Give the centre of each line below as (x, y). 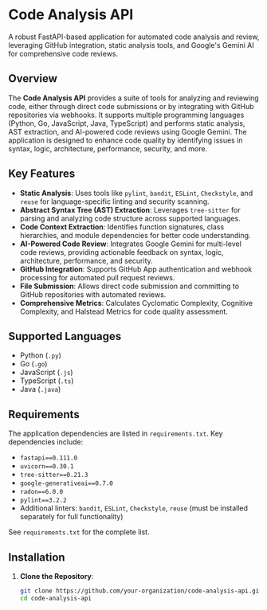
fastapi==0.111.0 (49, 458)
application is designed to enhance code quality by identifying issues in (126, 140)
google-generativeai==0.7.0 (66, 483)
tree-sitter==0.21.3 (54, 475)
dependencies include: (46, 442)
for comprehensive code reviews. (63, 53)
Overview (33, 78)
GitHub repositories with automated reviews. (93, 294)
